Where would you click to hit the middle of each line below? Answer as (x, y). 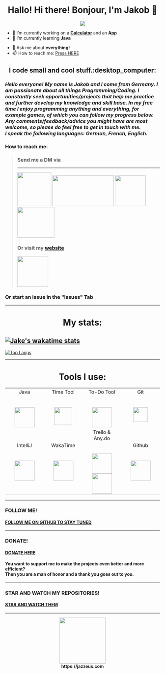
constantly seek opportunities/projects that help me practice (80, 97)
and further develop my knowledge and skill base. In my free (79, 103)
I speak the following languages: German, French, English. (77, 134)
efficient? (15, 569)
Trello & (102, 432)
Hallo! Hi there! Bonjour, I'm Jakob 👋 (82, 10)
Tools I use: (82, 377)
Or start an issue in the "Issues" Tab (49, 297)
